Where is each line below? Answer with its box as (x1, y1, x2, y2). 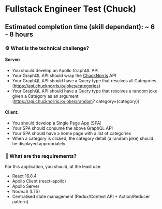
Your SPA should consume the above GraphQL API (12, 125, 113, 131)
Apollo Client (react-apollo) (12, 178, 66, 184)
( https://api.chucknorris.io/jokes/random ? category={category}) (12, 98, 140, 104)
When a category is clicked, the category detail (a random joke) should (12, 135, 154, 141)
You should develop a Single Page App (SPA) (12, 120, 102, 126)
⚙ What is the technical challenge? (5, 45, 89, 51)
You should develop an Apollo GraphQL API (12, 67, 99, 73)
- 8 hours (5, 30, 33, 38)
